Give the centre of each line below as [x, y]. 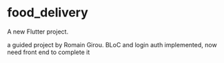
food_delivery [48, 13]
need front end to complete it [49, 52]
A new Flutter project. [38, 32]
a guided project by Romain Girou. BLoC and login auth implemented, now [112, 45]
